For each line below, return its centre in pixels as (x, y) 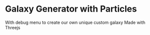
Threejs (13, 27)
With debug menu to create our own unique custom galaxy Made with (75, 22)
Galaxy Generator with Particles (71, 9)
